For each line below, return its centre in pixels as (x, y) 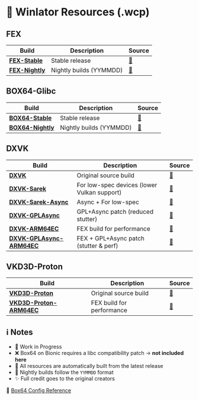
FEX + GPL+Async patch (111, 238)
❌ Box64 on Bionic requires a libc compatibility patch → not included (99, 353)
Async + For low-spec (108, 202)
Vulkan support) (99, 192)
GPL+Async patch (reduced (115, 212)
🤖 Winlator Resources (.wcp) (78, 12)
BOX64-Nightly (32, 127)
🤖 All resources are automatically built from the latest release (89, 366)
